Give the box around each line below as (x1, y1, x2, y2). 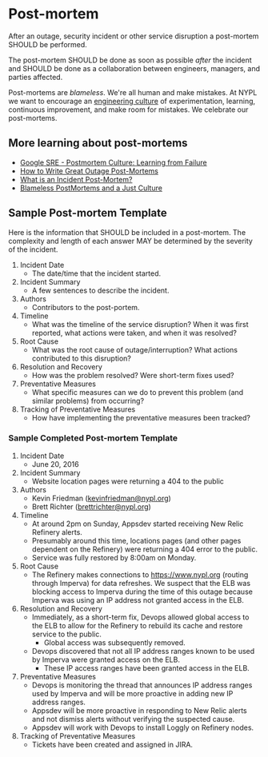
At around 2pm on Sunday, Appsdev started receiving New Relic (31, 519, 244, 528)
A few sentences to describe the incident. (31, 285, 170, 295)
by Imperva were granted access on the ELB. (31, 655, 180, 664)
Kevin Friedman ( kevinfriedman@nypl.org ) (31, 493, 172, 503)
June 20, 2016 (31, 459, 79, 468)
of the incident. (8, 245, 58, 254)
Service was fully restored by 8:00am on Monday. (31, 552, 197, 562)
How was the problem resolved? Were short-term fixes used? (31, 370, 234, 380)
